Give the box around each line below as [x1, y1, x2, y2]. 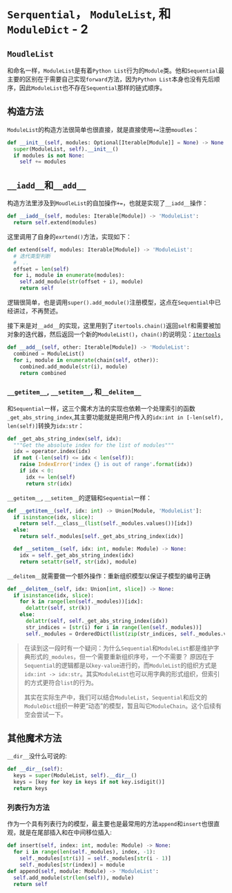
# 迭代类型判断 [13, 253, 50, 260]
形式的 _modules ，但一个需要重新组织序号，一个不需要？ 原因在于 [30, 652, 215, 660]
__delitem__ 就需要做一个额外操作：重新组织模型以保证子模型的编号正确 [7, 571, 211, 580]
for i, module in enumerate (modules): [13, 272, 126, 279]
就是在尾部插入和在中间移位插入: [19, 828, 113, 836]
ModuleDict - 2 [7, 21, 88, 37]
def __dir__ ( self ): [7, 766, 64, 773]
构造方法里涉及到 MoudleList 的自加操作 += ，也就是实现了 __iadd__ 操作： [7, 199, 209, 207]
